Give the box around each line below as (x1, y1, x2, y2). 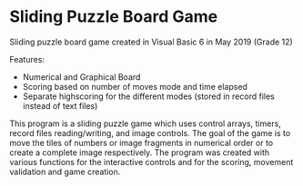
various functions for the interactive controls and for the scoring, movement (9, 156, 294, 167)
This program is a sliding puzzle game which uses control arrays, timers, (9, 118, 282, 129)
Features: (9, 54, 45, 64)
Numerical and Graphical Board (22, 71, 141, 83)
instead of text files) (22, 100, 98, 111)
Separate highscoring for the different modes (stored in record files (22, 91, 275, 102)
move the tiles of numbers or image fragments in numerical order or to (9, 137, 274, 148)
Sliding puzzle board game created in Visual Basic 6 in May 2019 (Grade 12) (9, 36, 293, 47)
